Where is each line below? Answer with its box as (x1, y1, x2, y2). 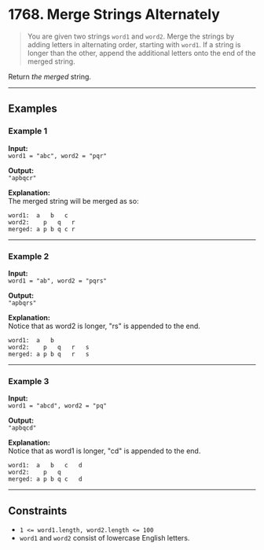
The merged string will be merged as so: (8, 196, 139, 205)
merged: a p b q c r (8, 225, 76, 233)
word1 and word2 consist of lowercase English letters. (19, 533, 190, 543)
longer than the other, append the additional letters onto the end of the (27, 48, 256, 57)
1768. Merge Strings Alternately (8, 6, 220, 24)
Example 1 (8, 126, 48, 137)
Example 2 (8, 250, 49, 261)
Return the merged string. (8, 72, 92, 81)
